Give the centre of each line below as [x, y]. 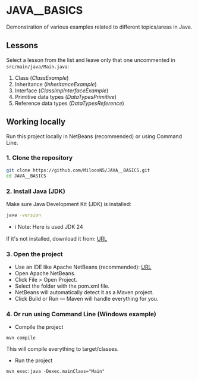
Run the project [34, 360]
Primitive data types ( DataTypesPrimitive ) [66, 96]
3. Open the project [35, 254]
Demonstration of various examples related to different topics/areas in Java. [99, 27]
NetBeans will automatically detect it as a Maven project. [84, 292]
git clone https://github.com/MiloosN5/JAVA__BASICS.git [78, 170]
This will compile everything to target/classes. [62, 349]
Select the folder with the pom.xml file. [62, 286]
